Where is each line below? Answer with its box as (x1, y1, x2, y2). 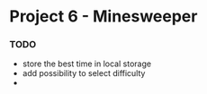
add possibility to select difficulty (22, 68, 146, 79)
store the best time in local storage (22, 58, 151, 69)
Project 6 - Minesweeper (9, 6, 198, 27)
